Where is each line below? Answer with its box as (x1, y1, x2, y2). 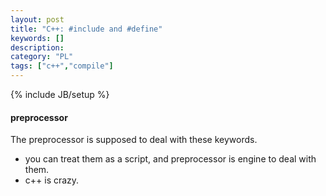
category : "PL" (10, 52, 74, 62)
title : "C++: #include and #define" (10, 24, 163, 34)
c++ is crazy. (24, 174, 80, 186)
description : (10, 42, 65, 53)
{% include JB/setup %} (10, 89, 110, 100)
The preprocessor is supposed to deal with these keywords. (10, 134, 258, 146)
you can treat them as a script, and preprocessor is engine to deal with (24, 153, 317, 165)
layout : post (10, 14, 65, 25)
